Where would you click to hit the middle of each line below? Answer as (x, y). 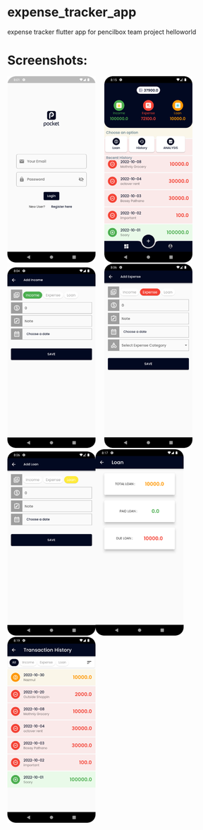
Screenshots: (48, 60)
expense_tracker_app (72, 12)
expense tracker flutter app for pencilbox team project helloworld (102, 32)
